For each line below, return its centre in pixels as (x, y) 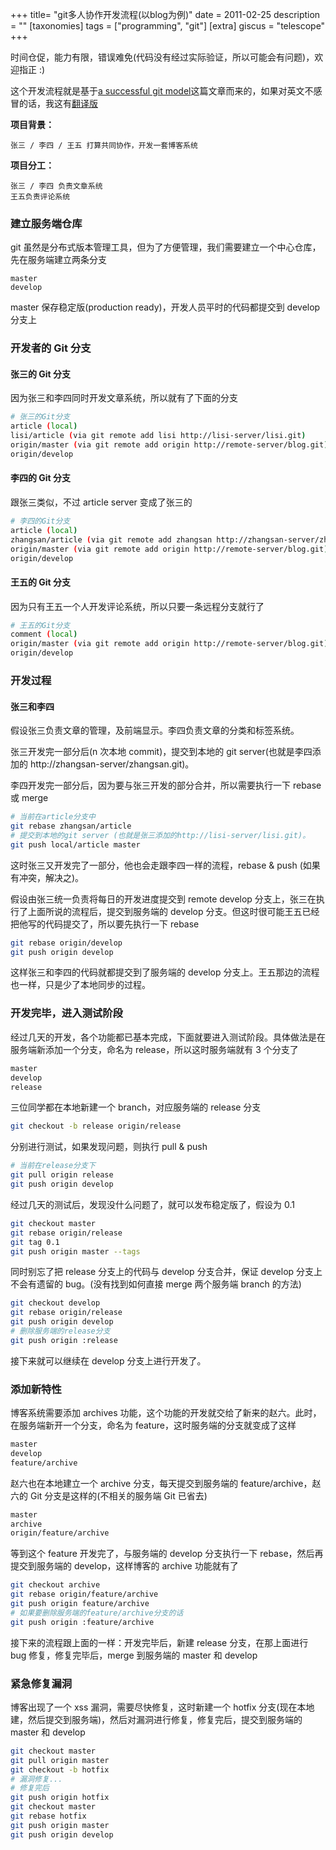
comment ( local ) (44, 634)
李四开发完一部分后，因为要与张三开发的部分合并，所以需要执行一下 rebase (166, 785)
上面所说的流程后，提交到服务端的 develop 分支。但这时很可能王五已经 (173, 911)
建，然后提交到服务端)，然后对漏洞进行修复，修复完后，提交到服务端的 (156, 1719)
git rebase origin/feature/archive (84, 1594)
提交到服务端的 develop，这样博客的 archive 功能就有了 (124, 1566)
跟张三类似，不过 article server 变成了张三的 (101, 502)
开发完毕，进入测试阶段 (66, 1013)
